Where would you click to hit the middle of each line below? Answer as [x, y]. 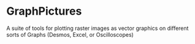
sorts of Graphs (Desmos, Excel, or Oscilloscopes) [70, 34]
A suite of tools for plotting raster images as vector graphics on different [97, 28]
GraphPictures [44, 11]
